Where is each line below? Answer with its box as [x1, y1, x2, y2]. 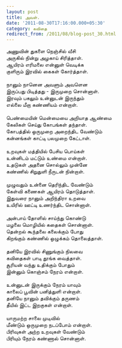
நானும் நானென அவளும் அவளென [6, 81, 88, 88]
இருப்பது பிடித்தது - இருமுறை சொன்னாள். [6, 88, 100, 95]
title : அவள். [6, 14, 40, 20]
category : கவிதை [6, 25, 47, 32]
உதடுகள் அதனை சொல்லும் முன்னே [6, 161, 88, 169]
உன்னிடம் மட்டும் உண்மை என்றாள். [6, 154, 88, 162]
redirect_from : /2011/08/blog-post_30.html [6, 31, 117, 37]
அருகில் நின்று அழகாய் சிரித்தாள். [6, 55, 83, 62]
